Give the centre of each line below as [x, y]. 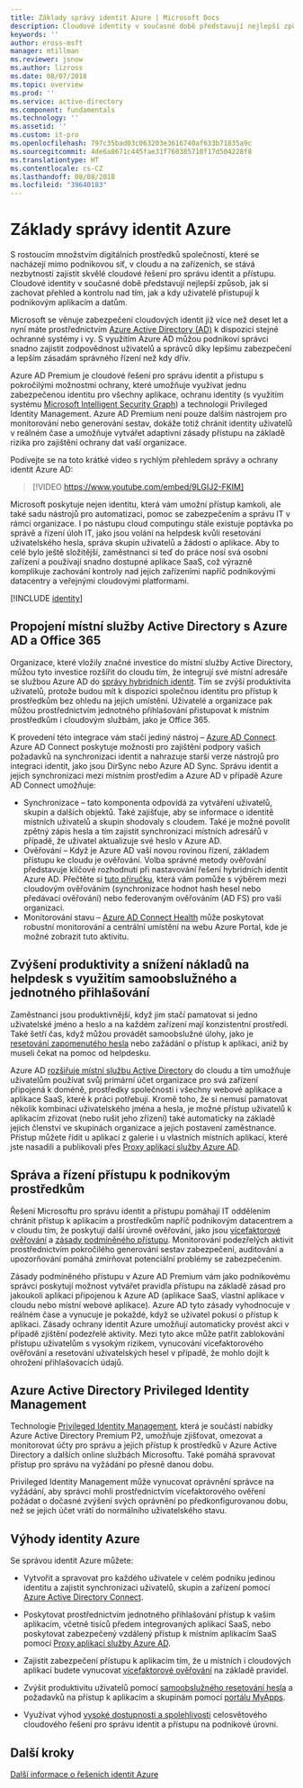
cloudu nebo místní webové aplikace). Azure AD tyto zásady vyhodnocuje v [150, 1305]
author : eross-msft [47, 43]
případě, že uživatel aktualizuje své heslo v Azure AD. [123, 840]
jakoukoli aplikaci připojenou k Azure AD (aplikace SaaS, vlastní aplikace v [147, 1295]
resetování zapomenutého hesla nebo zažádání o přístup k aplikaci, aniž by [149, 1043]
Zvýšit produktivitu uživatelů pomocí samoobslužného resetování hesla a [158, 1688]
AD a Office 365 [56, 641]
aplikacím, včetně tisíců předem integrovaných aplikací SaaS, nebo [147, 1624]
